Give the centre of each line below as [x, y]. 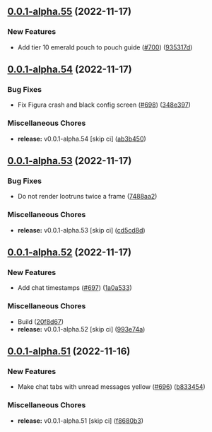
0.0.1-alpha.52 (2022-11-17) [70, 253]
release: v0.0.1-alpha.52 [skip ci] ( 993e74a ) [81, 329]
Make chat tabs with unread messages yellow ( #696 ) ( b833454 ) [112, 387]
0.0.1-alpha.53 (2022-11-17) [70, 161]
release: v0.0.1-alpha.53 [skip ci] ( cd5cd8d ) [82, 230]
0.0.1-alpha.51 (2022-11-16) [69, 352]
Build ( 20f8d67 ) [41, 322]
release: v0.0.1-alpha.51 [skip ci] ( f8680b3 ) [80, 421]
